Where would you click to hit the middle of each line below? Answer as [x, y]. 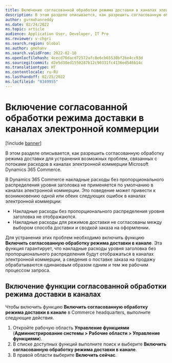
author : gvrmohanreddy [29, 20]
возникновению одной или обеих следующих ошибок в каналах [76, 196]
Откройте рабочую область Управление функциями [71, 328]
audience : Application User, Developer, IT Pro [57, 34]
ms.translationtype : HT [31, 67]
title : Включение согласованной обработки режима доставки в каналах [81, 10]
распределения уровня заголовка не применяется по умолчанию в [79, 185]
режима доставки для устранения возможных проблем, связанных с [81, 158]
